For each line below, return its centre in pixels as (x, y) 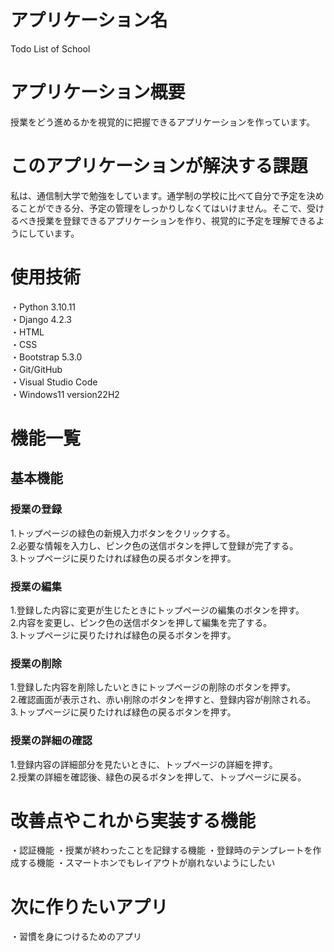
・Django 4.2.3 (41, 319)
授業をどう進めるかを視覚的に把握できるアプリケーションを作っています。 (163, 122)
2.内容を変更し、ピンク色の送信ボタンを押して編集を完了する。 (141, 622)
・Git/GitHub (36, 369)
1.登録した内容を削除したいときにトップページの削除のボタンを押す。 (153, 687)
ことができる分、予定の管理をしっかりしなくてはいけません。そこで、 (163, 208)
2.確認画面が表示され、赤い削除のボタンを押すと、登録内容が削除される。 (163, 700)
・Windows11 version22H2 (65, 394)
